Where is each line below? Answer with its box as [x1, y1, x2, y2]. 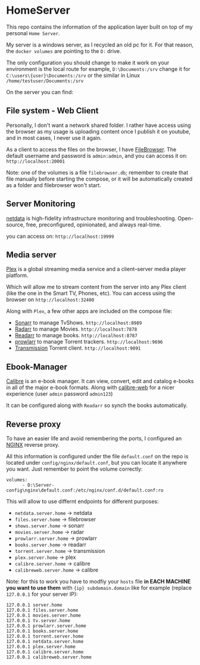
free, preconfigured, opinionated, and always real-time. [26, 221, 162, 228]
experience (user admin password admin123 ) [6, 390, 113, 397]
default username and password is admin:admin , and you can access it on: [6, 152, 187, 159]
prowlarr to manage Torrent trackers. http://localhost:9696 [14, 338, 163, 346]
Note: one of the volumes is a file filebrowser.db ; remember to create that [6, 169, 189, 176]
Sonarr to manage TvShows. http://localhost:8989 [14, 319, 142, 327]
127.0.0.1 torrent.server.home [6, 633, 84, 639]
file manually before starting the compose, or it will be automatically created [6, 175, 193, 182]
